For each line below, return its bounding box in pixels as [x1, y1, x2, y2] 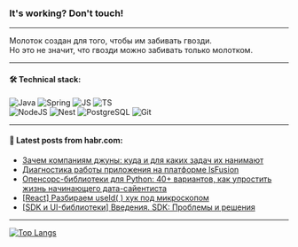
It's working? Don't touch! [9, 7, 124, 19]
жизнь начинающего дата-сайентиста [21, 182, 167, 193]
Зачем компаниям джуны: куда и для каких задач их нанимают [21, 154, 264, 166]
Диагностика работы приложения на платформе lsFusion [21, 164, 239, 174]
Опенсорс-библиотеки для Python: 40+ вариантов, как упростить [21, 174, 272, 184]
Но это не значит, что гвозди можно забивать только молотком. [9, 45, 254, 56]
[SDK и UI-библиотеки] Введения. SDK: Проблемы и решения [21, 202, 255, 212]
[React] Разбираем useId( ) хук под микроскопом [21, 192, 210, 203]
